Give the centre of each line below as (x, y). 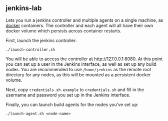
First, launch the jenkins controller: (41, 40)
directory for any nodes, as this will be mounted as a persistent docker (78, 75)
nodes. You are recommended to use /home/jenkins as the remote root (78, 69)
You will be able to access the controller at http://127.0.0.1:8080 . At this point (84, 59)
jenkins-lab (24, 8)
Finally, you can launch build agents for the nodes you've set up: (72, 105)
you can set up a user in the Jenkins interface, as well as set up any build (81, 64)
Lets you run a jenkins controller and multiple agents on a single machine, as (84, 20)
